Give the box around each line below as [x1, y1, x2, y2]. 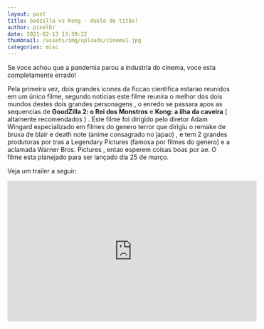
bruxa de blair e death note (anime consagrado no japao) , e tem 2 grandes [7, 130, 228, 138]
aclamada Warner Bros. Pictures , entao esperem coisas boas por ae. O [7, 146, 217, 153]
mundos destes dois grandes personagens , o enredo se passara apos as [7, 100, 223, 108]
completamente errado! [7, 71, 77, 79]
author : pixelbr [7, 24, 56, 31]
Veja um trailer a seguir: [7, 167, 77, 175]
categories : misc [7, 44, 59, 51]
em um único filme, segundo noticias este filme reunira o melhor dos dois [7, 92, 223, 101]
